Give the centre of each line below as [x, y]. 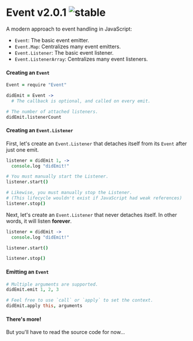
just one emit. [23, 149]
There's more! [24, 319]
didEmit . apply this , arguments [44, 306]
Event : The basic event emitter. [52, 40]
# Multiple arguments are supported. [52, 284]
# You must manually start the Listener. [57, 176]
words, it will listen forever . [39, 221]
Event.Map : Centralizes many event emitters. [68, 46]
